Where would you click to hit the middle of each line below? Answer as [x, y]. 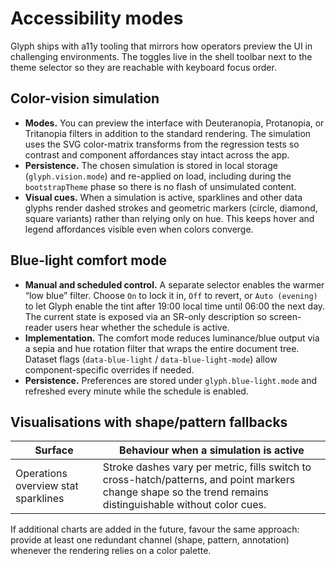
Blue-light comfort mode [88, 260]
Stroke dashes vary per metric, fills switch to [207, 467]
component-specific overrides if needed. [109, 369]
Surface [54, 450]
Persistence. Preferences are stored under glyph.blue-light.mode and [170, 380]
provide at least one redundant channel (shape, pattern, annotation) [150, 540]
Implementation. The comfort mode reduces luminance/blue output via [172, 338]
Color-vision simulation [85, 98]
